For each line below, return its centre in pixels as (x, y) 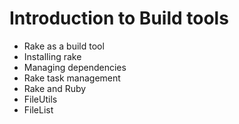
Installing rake (52, 56)
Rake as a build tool (64, 46)
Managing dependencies (75, 67)
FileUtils (40, 99)
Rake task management (72, 78)
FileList (38, 109)
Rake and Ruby (55, 88)
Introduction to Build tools (119, 18)
